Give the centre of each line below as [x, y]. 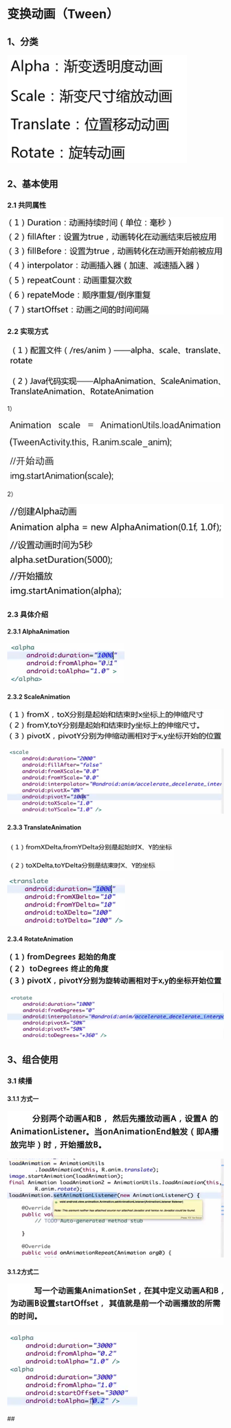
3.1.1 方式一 [23, 1099]
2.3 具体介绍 [28, 614]
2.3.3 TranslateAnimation [44, 827]
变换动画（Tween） [63, 14]
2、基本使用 [33, 184]
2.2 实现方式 [28, 332]
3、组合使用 [33, 1060]
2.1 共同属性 [27, 205]
